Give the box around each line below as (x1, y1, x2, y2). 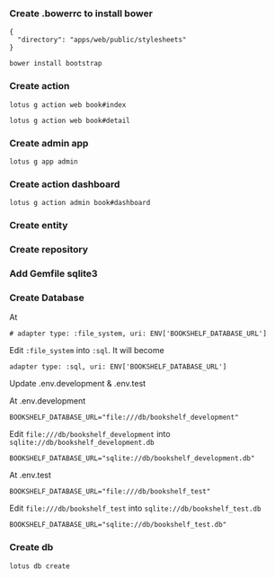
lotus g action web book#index (9, 100, 127, 110)
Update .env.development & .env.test (9, 378, 146, 389)
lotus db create (9, 561, 70, 571)
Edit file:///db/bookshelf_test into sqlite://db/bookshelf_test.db (9, 502, 262, 514)
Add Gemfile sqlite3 (9, 267, 98, 280)
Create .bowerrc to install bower (9, 7, 153, 20)
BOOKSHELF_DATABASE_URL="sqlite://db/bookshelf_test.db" (9, 520, 227, 529)
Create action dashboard (9, 178, 120, 191)
